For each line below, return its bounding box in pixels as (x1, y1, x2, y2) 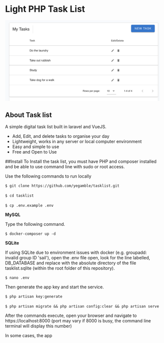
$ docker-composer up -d (5, 231, 56, 237)
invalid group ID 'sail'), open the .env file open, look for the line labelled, (5, 255, 151, 261)
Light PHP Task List (5, 3, 85, 15)
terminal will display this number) (5, 323, 72, 329)
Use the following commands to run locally (5, 173, 92, 179)
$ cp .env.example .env (5, 203, 54, 208)
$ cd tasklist (5, 193, 34, 198)
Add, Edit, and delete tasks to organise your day (12, 133, 109, 139)
